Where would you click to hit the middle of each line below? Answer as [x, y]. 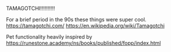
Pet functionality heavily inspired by [49, 37]
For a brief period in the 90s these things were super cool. [76, 19]
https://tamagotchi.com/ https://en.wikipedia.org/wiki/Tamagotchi [85, 26]
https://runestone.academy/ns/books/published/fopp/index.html [83, 43]
